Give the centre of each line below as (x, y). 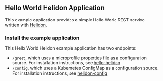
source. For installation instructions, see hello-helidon (66, 63)
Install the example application (42, 38)
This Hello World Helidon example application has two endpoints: (71, 48)
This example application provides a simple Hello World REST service (75, 20)
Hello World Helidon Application (55, 8)
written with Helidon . (26, 25)
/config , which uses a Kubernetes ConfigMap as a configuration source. (85, 68)
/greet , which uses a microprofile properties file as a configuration (79, 58)
